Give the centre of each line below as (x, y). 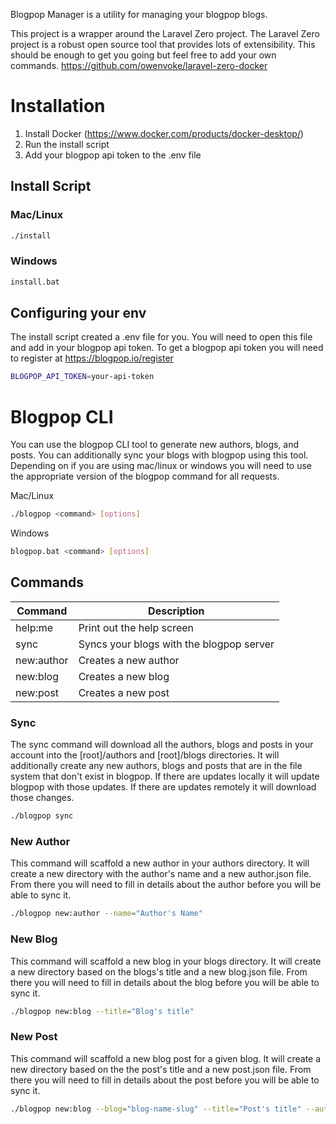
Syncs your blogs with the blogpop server (176, 644)
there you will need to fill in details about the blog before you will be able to (165, 982)
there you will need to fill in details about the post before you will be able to (165, 1080)
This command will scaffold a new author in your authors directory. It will (160, 863)
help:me (34, 627)
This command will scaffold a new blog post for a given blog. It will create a (166, 1058)
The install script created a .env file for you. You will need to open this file (161, 337)
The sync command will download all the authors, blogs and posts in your (162, 745)
